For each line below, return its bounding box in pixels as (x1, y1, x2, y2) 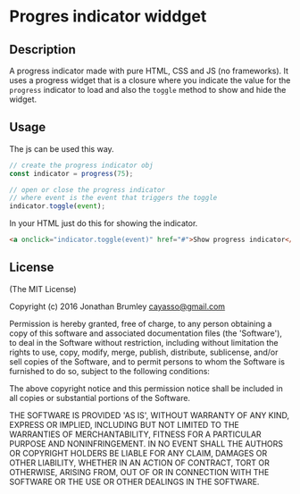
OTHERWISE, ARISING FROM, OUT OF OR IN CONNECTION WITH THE (9, 466, 270, 477)
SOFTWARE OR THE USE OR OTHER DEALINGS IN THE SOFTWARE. (9, 476, 260, 487)
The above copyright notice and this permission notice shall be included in (9, 382, 283, 394)
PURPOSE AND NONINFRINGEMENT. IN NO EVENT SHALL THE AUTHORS (9, 438, 284, 448)
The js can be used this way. (9, 143, 114, 154)
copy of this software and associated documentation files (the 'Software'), (9, 328, 283, 339)
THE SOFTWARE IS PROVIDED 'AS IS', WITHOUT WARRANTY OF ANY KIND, (9, 409, 290, 421)
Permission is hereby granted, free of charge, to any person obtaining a (9, 318, 272, 329)
